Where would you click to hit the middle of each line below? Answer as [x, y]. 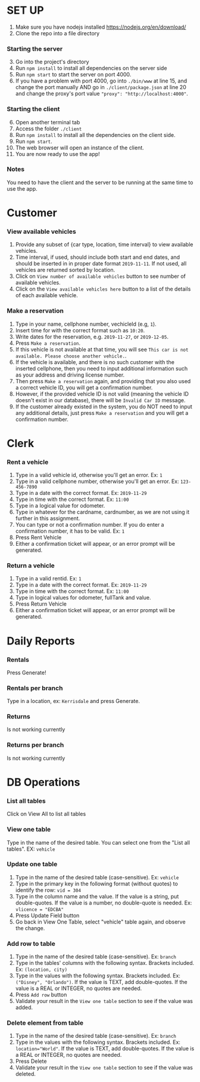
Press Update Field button [47, 915]
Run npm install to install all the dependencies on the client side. [96, 135]
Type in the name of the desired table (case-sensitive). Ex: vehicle [97, 877]
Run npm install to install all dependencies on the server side [91, 68]
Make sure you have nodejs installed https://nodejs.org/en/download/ [101, 27]
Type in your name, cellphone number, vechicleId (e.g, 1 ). [86, 324]
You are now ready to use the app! [57, 154]
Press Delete [31, 1061]
